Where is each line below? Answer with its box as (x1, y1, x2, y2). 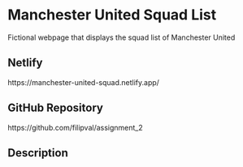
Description (7, 146, 68, 160)
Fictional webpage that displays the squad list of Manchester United (7, 32, 236, 42)
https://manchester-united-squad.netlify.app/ (7, 77, 160, 87)
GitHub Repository (7, 101, 103, 115)
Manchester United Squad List (7, 6, 217, 24)
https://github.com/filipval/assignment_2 (7, 122, 143, 132)
